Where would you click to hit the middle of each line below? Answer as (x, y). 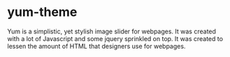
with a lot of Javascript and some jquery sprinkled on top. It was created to (115, 38)
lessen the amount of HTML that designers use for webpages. (96, 46)
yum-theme (42, 12)
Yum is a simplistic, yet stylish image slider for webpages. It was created (112, 31)
